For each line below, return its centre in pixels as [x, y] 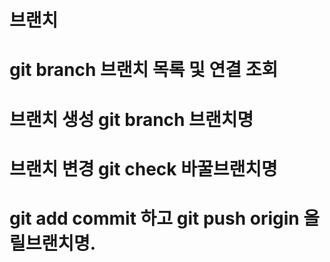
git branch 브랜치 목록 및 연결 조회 [144, 70]
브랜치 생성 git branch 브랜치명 [131, 119]
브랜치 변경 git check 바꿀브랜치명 [143, 168]
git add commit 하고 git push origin [154, 218]
